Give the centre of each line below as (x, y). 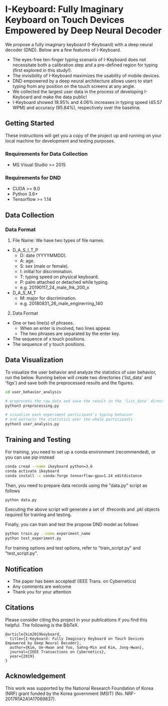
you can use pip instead (30, 457)
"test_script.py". (22, 553)
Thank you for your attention (42, 592)
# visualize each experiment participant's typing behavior (69, 415)
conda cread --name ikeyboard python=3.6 (49, 466)
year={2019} (22, 656)
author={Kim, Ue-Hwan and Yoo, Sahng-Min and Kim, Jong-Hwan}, (77, 647)
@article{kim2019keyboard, (33, 634)
